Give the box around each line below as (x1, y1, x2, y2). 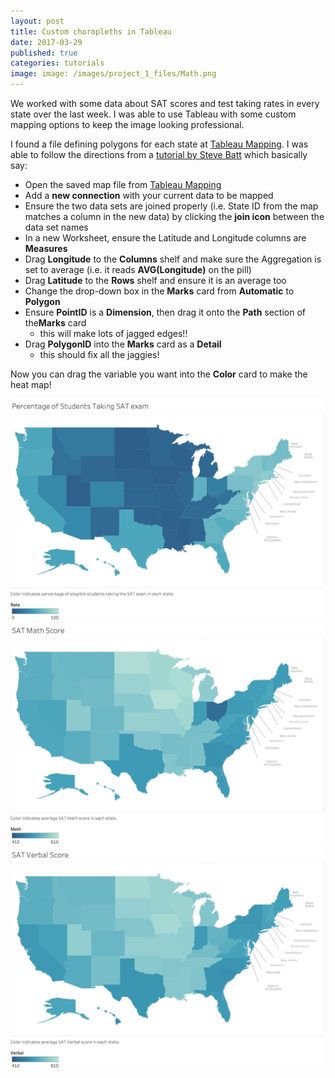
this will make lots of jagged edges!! (39, 328, 188, 339)
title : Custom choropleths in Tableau (10, 26, 172, 37)
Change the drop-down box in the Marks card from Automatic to (24, 285, 295, 297)
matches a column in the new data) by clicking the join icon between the (24, 211, 325, 222)
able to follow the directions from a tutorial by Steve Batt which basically (10, 149, 308, 160)
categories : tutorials (10, 58, 105, 69)
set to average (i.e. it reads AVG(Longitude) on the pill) (24, 264, 252, 275)
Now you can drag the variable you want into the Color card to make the (10, 368, 308, 380)
